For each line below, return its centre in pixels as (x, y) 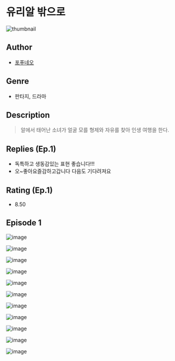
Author (19, 47)
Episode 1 (24, 223)
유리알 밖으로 (36, 12)
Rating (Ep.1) (29, 190)
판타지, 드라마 (31, 96)
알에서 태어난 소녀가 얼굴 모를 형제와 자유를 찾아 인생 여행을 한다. (95, 130)
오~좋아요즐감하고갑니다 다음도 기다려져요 (63, 171)
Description (28, 115)
